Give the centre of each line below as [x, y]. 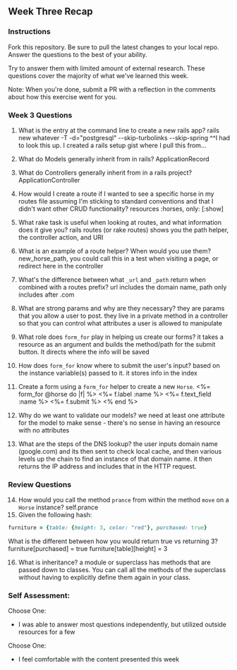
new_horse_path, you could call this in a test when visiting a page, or [118, 258]
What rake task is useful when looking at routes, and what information [120, 222]
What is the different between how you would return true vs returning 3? [113, 541]
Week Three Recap [51, 12]
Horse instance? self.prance [58, 507]
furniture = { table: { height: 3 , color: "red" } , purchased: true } [108, 528]
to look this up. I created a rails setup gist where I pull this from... [112, 145]
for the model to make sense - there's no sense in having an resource [119, 423]
